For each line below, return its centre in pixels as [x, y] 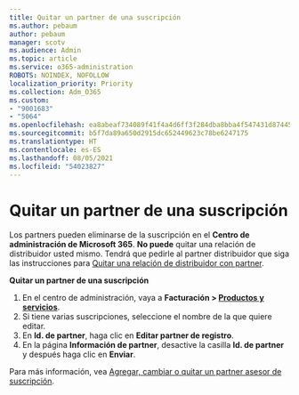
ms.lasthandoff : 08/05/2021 [61, 158]
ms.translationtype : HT [53, 141]
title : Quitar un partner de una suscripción [95, 17]
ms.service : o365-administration [71, 68]
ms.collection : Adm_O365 [55, 92]
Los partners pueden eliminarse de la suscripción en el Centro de [129, 235]
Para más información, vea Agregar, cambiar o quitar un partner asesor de [145, 372]
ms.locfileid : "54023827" [57, 166]
